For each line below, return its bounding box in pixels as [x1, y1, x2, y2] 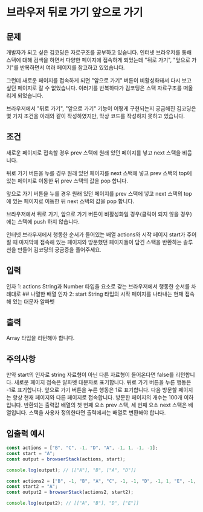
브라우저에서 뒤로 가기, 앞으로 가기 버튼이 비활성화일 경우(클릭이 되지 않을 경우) [6, 210, 192, 218]
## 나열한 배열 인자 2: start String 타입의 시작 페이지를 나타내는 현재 [22, 290, 184, 298]
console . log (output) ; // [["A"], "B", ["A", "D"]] [6, 467, 137, 473]
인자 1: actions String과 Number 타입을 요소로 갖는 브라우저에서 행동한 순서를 [6, 282, 190, 290]
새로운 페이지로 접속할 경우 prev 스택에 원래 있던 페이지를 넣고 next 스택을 [6, 149, 181, 156]
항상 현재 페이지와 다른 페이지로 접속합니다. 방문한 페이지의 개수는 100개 [12, 394, 183, 401]
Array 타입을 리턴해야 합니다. [6, 334, 75, 342]
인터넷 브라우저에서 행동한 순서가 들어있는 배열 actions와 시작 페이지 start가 [6, 231, 185, 238]
